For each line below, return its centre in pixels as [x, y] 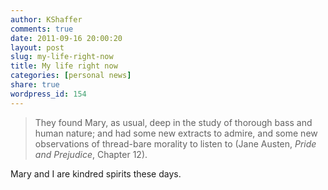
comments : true [42, 29]
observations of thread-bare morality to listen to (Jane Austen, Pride [175, 143]
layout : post [37, 47]
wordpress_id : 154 [48, 94]
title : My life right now [64, 66]
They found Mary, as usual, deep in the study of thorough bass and [173, 122]
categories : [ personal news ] [71, 76]
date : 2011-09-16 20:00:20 [66, 38]
